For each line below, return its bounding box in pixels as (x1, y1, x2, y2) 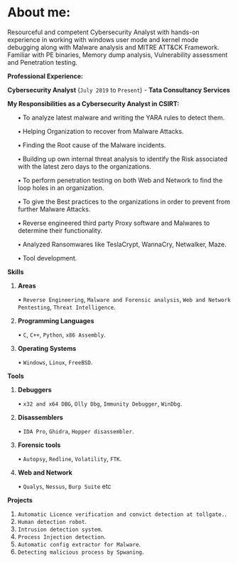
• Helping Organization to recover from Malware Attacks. (17, 127, 184, 135)
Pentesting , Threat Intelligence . (17, 302, 116, 311)
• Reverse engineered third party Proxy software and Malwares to (17, 219, 210, 227)
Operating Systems (17, 344, 77, 352)
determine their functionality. (17, 226, 103, 235)
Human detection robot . (17, 517, 87, 525)
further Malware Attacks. (17, 204, 91, 214)
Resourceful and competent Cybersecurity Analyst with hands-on (7, 28, 200, 36)
